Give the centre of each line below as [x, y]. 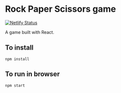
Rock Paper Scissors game [60, 9]
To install [19, 48]
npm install [17, 59]
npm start [15, 85]
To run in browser [33, 74]
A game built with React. [30, 32]
